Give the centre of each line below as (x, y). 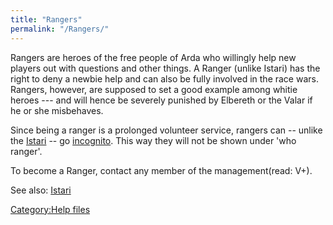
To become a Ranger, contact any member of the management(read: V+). (161, 170)
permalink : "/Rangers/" (60, 29)
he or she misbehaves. (57, 110)
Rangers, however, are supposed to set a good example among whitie (154, 89)
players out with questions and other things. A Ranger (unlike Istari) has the (165, 68)
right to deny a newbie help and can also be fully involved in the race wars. (164, 78)
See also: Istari (41, 190)
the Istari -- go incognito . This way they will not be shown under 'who (153, 140)
